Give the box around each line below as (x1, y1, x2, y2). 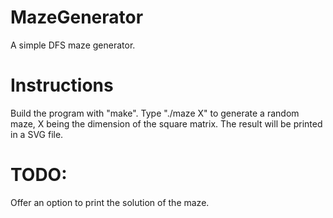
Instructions (10, 74, 114, 97)
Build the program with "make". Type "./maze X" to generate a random (10, 107, 300, 119)
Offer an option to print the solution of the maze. (10, 196, 210, 208)
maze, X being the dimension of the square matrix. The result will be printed (10, 117, 323, 130)
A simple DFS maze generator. (10, 39, 136, 51)
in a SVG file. (10, 128, 64, 140)
